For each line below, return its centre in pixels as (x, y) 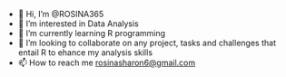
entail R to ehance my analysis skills (85, 53)
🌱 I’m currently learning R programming (92, 33)
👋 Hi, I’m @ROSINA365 (61, 14)
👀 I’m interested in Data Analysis (78, 24)
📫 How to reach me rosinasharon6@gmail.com (107, 63)
